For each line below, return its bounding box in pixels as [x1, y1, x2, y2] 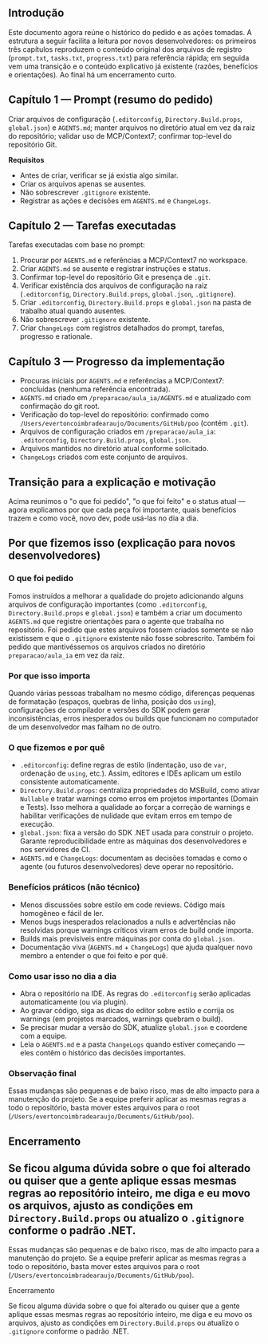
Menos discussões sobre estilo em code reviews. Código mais [19, 900, 226, 910]
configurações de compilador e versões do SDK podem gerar [8, 705, 211, 715]
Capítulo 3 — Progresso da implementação [8, 355, 226, 368]
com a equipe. [19, 1031, 68, 1040]
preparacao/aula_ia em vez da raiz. [8, 650, 125, 660]
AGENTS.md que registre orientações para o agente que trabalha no [8, 616, 225, 626]
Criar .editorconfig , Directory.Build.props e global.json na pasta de [19, 298, 252, 308]
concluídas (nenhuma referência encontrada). [19, 384, 171, 394]
